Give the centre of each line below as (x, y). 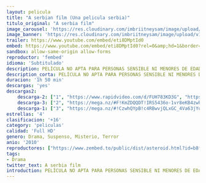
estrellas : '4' (26, 114)
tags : (13, 154)
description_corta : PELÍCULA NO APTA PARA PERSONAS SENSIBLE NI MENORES (101, 74)
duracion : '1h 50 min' (35, 80)
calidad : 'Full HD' (31, 131)
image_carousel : (27, 29)
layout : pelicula (29, 12)
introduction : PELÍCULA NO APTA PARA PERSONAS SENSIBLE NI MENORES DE (98, 171)
